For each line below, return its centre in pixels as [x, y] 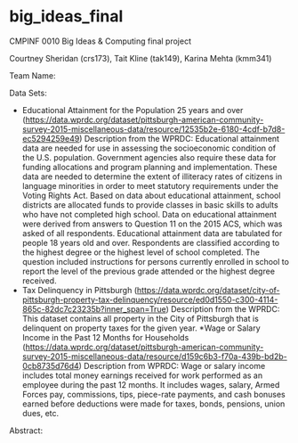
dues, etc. [40, 413]
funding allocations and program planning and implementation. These [149, 167]
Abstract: [26, 431]
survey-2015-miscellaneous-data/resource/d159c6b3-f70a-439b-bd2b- [154, 356]
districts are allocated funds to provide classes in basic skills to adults [150, 205]
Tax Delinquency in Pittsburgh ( [80, 290]
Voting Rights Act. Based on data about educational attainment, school [151, 195]
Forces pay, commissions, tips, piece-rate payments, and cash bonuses [154, 394]
